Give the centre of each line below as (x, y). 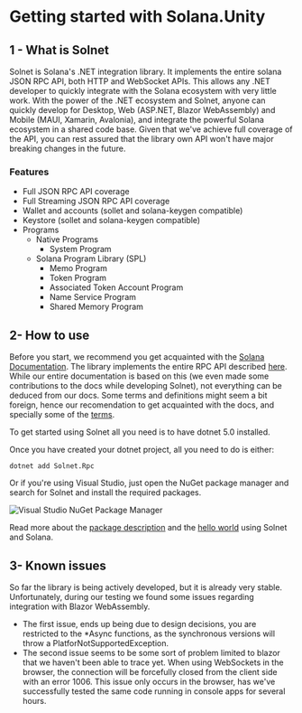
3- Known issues (58, 565)
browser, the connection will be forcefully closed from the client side (150, 671)
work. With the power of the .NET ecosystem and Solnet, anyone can (137, 100)
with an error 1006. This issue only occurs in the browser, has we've (149, 681)
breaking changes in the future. (68, 148)
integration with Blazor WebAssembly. (80, 606)
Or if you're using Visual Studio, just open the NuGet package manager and (149, 483)
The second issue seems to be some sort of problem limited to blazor (151, 652)
